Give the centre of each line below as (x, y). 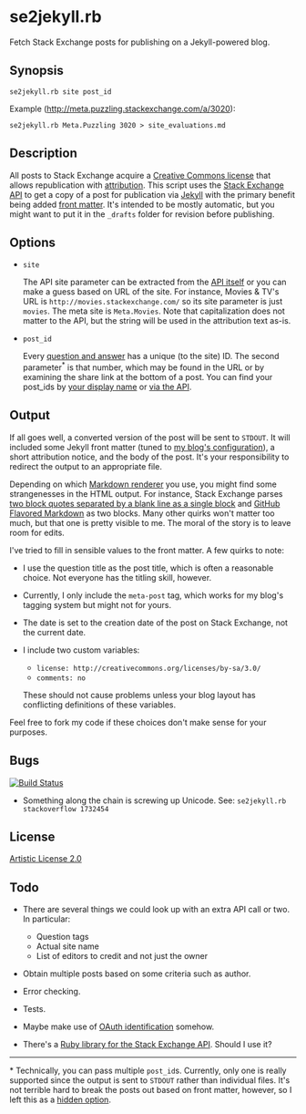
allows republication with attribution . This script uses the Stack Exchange (147, 185)
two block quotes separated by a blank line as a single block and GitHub (145, 503)
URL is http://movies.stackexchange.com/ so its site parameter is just (153, 302)
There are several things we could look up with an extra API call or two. (156, 910)
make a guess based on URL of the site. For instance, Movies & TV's (151, 292)
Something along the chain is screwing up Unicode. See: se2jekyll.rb (154, 800)
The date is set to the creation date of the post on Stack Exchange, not (155, 623)
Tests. (34, 1009)
